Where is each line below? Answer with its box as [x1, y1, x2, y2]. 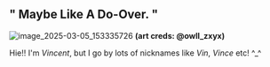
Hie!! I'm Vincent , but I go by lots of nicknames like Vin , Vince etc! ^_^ [9, 48, 262, 58]
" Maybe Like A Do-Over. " [9, 7, 158, 22]
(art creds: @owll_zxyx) [134, 30, 225, 41]
